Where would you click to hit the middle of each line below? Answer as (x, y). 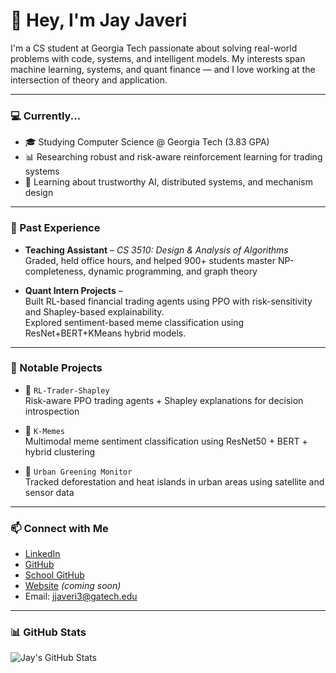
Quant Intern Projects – (73, 290)
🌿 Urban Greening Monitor (78, 471)
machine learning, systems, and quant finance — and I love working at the (163, 69)
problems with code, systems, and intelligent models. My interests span (158, 58)
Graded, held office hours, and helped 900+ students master (150, 260)
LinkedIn (42, 554)
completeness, (55, 271)
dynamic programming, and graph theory (173, 271)
